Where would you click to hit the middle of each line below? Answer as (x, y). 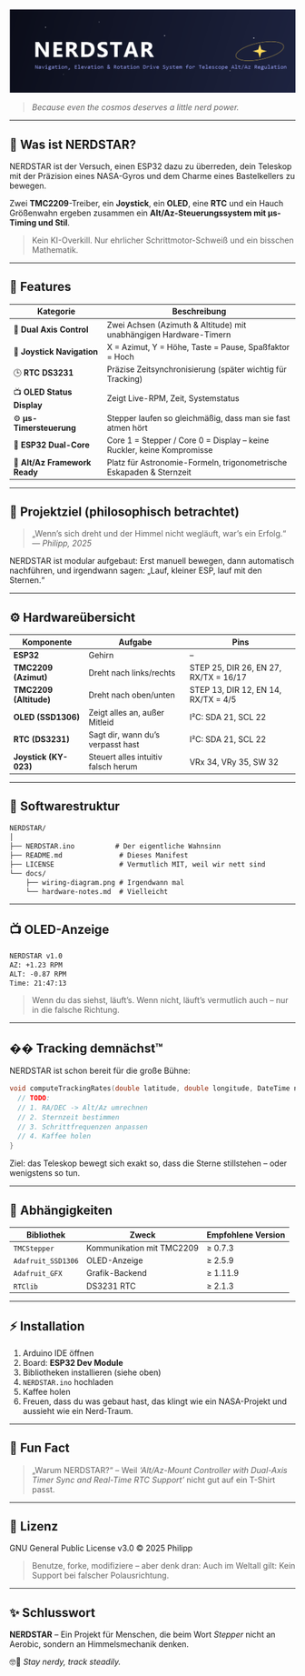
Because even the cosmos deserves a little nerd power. (135, 107)
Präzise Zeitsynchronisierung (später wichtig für (197, 369)
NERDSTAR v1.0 (36, 956)
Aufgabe (135, 642)
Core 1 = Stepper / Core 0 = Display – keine (188, 440)
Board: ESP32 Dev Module (73, 1362)
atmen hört (127, 427)
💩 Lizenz (34, 1526)
